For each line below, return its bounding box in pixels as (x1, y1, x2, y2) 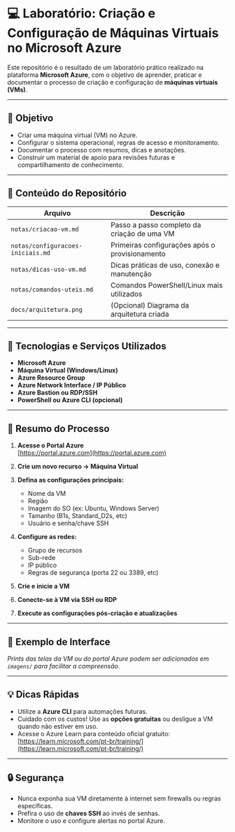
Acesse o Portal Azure (17, 441, 84, 450)
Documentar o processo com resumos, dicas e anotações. (17, 145, 187, 154)
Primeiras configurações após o (111, 240, 215, 250)
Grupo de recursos (27, 546, 83, 554)
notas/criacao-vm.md (10, 225, 79, 233)
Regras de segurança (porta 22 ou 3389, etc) (27, 568, 159, 577)
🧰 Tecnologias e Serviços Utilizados (7, 340, 166, 352)
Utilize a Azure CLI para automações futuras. (17, 707, 148, 715)
